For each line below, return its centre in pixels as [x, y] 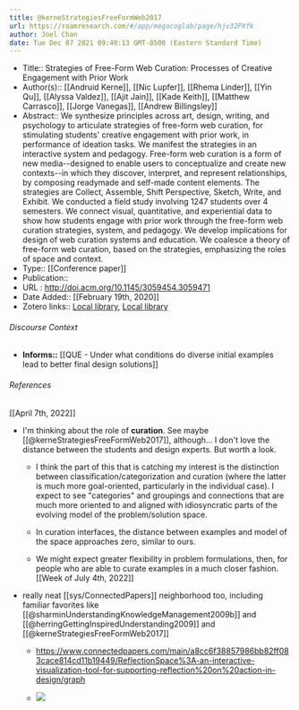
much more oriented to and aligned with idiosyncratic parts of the [156, 504]
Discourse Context [43, 327]
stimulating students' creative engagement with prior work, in [135, 135]
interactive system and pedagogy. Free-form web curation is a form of [152, 154]
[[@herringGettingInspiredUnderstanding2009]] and [119, 624]
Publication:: [45, 278]
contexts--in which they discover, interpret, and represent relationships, [155, 173]
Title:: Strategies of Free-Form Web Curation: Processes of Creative [147, 68]
